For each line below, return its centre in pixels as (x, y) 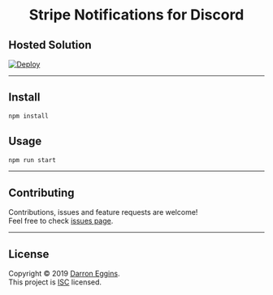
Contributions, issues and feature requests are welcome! (103, 212)
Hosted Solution (50, 45)
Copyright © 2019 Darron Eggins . (64, 274)
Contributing (41, 192)
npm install (28, 116)
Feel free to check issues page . (61, 221)
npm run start (32, 160)
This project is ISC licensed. (55, 282)
